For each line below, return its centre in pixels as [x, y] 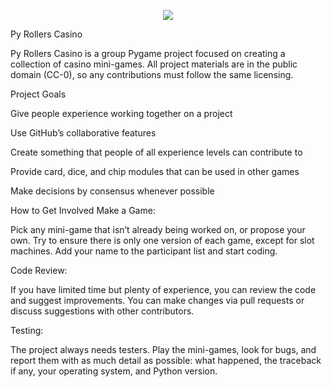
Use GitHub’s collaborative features [83, 133]
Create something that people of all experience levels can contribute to [156, 152]
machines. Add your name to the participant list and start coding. [144, 251]
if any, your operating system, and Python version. [114, 371]
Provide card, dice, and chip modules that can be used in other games [155, 171]
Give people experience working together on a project [121, 113]
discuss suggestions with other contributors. [102, 311]
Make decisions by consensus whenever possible [112, 191]
